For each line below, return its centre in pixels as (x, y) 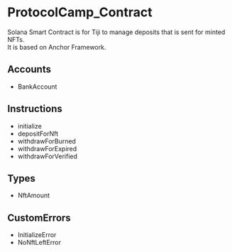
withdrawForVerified (48, 156)
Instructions (35, 109)
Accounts (29, 69)
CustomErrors (39, 218)
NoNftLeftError (39, 243)
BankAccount (37, 87)
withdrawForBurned (47, 141)
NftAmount (34, 195)
